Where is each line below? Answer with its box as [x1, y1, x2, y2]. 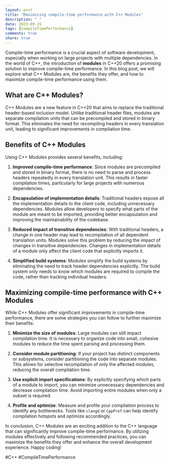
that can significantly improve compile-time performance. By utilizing [5, 428, 149, 435]
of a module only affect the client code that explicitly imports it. [12, 248, 144, 254]
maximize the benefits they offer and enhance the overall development [5, 439, 152, 445]
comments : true [5, 31, 37, 36]
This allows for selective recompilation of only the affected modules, [12, 361, 155, 367]
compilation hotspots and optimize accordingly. [12, 413, 111, 420]
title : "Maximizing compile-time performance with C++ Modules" [5, 12, 143, 17]
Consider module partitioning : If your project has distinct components [12, 351, 160, 357]
